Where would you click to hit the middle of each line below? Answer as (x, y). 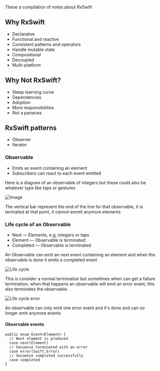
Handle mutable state (33, 49)
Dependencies (27, 97)
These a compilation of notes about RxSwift (48, 7)
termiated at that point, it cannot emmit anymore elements (63, 212)
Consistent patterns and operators (46, 44)
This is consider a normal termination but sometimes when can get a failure (80, 279)
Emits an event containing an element (49, 168)
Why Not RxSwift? (33, 80)
